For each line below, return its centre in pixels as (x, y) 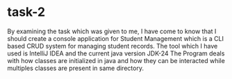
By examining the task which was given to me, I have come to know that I (112, 31)
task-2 (26, 12)
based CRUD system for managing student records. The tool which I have (113, 46)
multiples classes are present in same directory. (76, 68)
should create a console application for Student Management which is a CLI (116, 38)
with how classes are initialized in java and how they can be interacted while (116, 60)
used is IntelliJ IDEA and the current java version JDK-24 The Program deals (116, 53)
